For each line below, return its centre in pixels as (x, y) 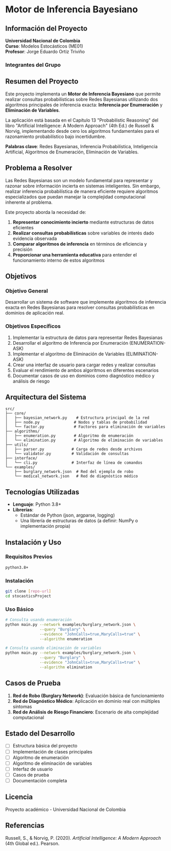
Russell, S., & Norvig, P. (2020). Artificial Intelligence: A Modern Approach (83, 838)
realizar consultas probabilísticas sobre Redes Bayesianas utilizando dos (82, 99)
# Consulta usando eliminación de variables (53, 648)
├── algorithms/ (22, 431)
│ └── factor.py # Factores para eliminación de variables (86, 427)
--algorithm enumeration (66, 639)
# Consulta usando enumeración (39, 620)
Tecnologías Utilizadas (42, 492)
